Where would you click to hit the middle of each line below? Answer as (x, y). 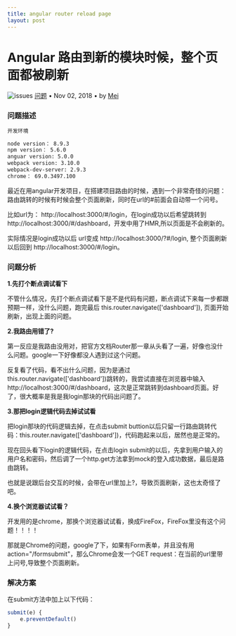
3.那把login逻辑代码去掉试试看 (52, 411)
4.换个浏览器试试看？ (38, 506)
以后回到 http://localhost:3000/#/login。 (66, 247)
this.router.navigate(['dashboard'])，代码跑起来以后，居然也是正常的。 (121, 435)
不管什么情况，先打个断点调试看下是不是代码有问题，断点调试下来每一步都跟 (118, 299)
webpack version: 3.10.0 (44, 163)
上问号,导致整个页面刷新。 (45, 563)
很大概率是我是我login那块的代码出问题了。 (82, 397)
